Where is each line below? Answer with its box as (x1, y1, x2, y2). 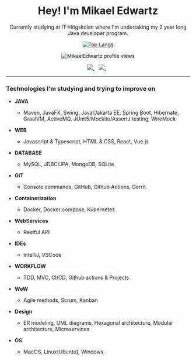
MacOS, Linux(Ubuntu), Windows (23, 348, 104, 355)
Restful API (23, 229, 50, 236)
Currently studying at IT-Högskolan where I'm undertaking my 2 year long (9, 23, 187, 30)
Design (14, 308, 33, 315)
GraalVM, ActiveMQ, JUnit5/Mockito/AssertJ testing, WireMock (23, 115, 176, 122)
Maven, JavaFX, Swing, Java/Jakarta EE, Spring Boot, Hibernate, (23, 109, 179, 116)
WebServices (14, 218, 48, 225)
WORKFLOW (14, 263, 46, 270)
